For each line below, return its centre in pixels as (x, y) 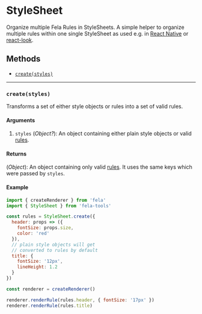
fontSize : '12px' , (40, 262)
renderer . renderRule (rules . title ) (50, 306)
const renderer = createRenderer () (51, 289)
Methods (23, 59)
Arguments (21, 120)
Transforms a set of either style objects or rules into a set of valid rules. (95, 107)
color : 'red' (33, 234)
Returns (17, 154)
